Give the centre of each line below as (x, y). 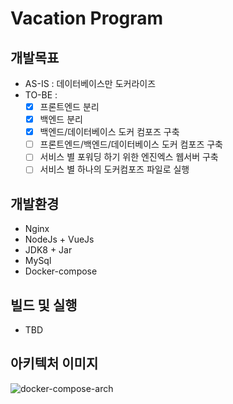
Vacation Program (87, 18)
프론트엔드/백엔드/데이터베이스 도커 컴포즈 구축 (131, 144)
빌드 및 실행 (44, 305)
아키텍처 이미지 (54, 363)
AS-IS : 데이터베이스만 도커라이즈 (90, 83)
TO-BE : (41, 95)
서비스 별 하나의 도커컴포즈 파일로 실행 (114, 169)
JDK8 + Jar (48, 250)
